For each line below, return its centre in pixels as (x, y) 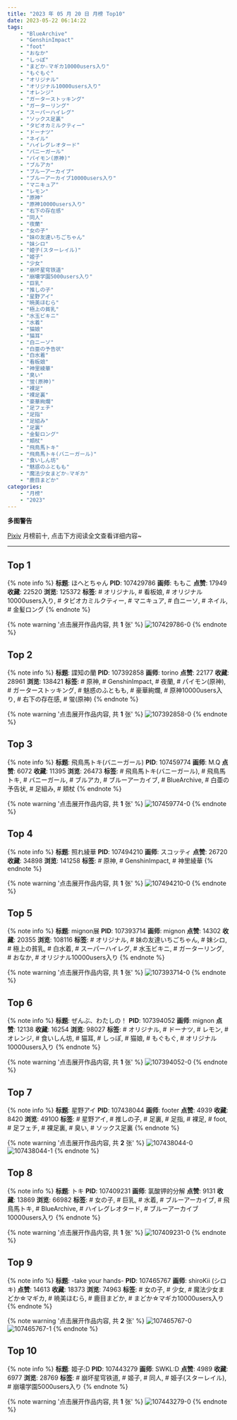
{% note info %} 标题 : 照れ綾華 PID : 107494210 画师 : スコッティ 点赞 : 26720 (117, 851)
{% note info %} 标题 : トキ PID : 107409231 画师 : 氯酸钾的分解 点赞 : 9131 (111, 1190)
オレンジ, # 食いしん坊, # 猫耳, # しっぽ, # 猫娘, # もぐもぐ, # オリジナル (112, 1039)
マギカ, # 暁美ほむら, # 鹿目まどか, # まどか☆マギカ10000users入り (125, 1298)
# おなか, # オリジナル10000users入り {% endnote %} (86, 957)
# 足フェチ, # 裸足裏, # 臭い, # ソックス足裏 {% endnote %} (93, 1128)
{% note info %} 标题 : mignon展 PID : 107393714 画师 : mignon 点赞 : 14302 (114, 931)
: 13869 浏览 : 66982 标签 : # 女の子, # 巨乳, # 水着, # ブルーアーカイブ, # (118, 1200)
